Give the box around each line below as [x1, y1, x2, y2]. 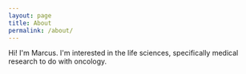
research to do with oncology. [8, 56, 107, 66]
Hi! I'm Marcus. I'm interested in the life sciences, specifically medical [8, 49, 239, 58]
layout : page [8, 11, 52, 20]
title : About [8, 19, 52, 27]
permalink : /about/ [8, 26, 74, 34]
